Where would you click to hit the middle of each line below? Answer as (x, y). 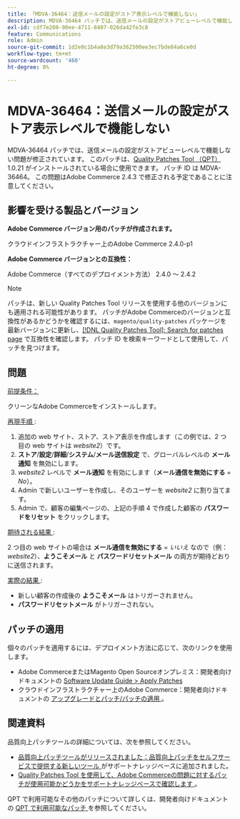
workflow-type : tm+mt (40, 54)
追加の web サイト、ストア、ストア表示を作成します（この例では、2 (118, 437)
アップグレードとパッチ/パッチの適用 (105, 698)
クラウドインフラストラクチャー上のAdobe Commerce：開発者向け (116, 689)
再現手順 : (22, 421)
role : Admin (25, 41)
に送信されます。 (32, 566)
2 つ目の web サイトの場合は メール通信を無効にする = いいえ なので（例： (118, 548)
